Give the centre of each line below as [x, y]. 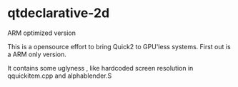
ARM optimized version [42, 33]
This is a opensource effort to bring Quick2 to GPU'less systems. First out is [119, 46]
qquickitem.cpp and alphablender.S [60, 76]
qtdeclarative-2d [59, 13]
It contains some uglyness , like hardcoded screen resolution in [100, 68]
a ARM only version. [37, 54]
